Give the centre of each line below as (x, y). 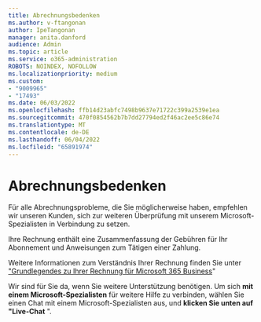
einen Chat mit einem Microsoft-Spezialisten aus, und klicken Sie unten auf (131, 303)
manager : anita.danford (47, 37)
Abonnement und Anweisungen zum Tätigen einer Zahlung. (105, 247)
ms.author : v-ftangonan (47, 23)
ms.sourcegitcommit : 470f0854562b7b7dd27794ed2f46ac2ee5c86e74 (114, 118)
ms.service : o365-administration (63, 60)
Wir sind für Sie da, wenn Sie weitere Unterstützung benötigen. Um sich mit (131, 287)
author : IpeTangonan (42, 30)
